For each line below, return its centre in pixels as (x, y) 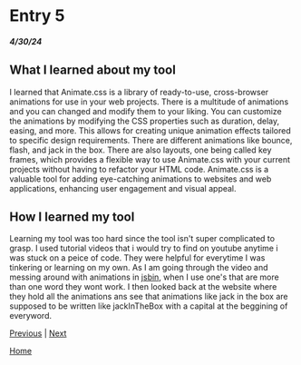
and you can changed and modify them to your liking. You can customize (146, 111)
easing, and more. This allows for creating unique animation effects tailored (150, 130)
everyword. (31, 316)
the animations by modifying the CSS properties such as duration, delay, (145, 121)
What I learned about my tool (93, 70)
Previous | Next (38, 333)
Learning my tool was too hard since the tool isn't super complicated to (142, 239)
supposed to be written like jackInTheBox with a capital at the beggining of (149, 306)
